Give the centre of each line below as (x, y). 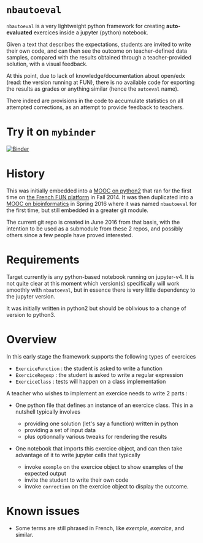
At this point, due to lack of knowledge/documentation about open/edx (96, 75)
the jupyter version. (31, 296)
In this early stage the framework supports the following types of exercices (101, 356)
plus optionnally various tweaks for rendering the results (96, 436)
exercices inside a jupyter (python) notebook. (91, 32)
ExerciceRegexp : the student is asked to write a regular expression (99, 374)
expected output (45, 473)
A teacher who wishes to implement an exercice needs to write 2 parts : (97, 393)
